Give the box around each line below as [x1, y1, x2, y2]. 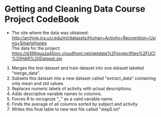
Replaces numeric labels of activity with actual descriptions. [11, 85, 132, 91]
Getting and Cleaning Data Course [4, 3, 145, 15]
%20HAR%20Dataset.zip [11, 55, 63, 61]
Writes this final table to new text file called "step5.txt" [11, 106, 121, 112]
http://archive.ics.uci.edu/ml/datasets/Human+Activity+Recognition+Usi [11, 35, 156, 41]
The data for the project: [11, 45, 61, 51]
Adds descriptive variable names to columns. [11, 91, 103, 97]
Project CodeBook [4, 14, 79, 25]
